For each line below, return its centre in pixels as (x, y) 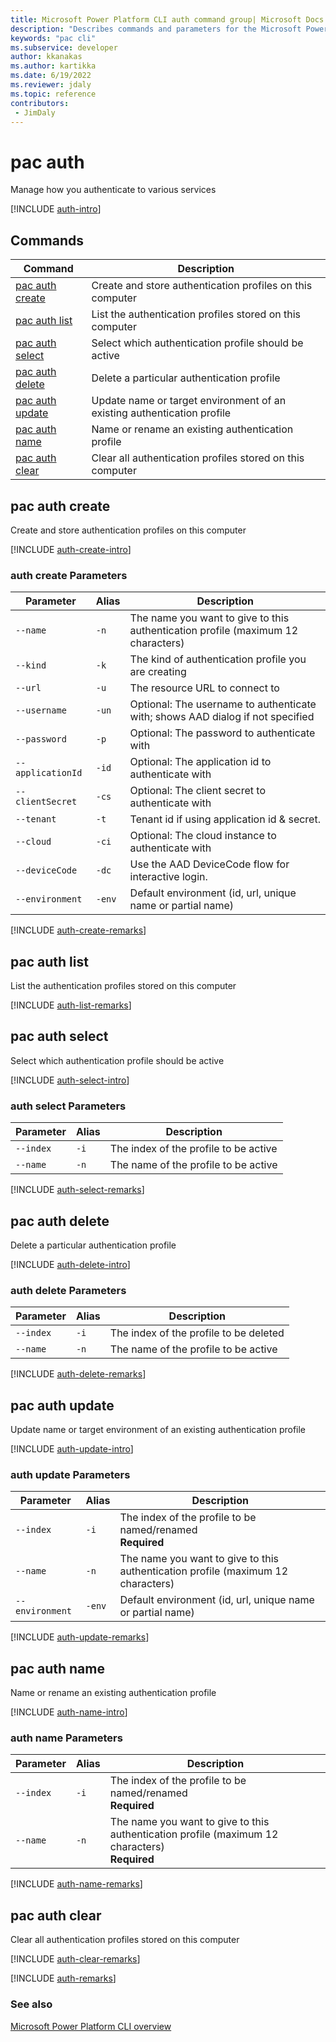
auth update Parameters (70, 1474)
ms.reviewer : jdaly (51, 85)
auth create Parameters (69, 575)
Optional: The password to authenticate (222, 733)
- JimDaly (35, 112)
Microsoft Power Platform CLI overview (91, 2026)
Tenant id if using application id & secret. (225, 819)
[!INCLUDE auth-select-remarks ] (77, 1190)
